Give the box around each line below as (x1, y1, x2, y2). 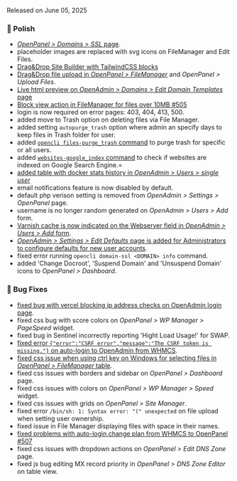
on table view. (16, 467, 58, 475)
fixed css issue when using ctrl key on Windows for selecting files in (16, 354, 217, 362)
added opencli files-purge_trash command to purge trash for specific (16, 138, 226, 147)
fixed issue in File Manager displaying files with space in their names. (16, 421, 220, 430)
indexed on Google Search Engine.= (16, 161, 123, 169)
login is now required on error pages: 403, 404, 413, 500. (16, 108, 185, 117)
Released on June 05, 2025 (6, 6, 87, 14)
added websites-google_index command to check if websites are (16, 153, 207, 162)
